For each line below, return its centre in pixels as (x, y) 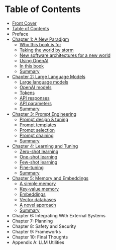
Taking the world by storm (46, 50)
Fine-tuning (31, 168)
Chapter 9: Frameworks (36, 231)
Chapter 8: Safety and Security (44, 226)
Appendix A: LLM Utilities (38, 242)
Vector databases (38, 199)
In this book (32, 66)
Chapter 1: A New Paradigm (40, 39)
